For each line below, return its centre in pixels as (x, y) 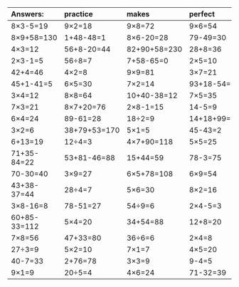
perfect (202, 14)
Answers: (27, 14)
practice (78, 14)
